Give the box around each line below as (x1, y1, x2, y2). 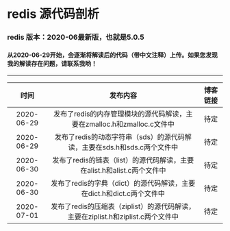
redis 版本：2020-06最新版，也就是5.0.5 (7, 32, 145, 42)
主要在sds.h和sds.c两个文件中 (81, 143, 179, 152)
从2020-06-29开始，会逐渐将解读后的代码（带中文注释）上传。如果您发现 (7, 51, 218, 59)
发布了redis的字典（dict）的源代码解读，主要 (51, 179, 196, 189)
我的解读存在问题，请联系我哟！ (7, 59, 97, 67)
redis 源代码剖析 (7, 6, 99, 22)
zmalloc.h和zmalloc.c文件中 (85, 119, 175, 129)
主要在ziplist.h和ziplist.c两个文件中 (67, 212, 179, 221)
